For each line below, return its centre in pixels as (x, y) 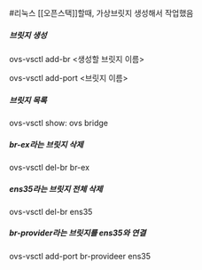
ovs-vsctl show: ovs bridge (59, 123)
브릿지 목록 (28, 99)
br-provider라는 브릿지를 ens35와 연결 (78, 233)
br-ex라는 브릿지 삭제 (47, 144)
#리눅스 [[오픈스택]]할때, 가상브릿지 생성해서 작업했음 (101, 13)
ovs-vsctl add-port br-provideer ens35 (80, 256)
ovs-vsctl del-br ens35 (51, 211)
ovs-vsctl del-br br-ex (50, 167)
